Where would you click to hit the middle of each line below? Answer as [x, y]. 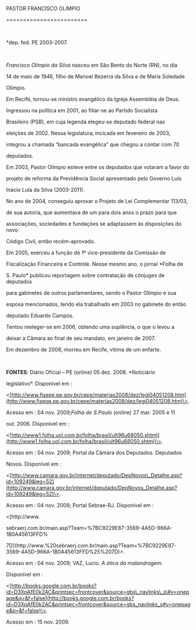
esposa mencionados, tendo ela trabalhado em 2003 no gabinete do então [96, 304]
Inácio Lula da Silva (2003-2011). [45, 190]
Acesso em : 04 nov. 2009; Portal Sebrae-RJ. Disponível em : [80, 505]
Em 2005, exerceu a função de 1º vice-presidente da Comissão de [86, 253]
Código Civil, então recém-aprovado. [51, 241]
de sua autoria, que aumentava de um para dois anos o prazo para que [92, 212]
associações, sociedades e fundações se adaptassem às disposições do [94, 224]
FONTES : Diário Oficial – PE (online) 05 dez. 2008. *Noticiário [81, 372]
